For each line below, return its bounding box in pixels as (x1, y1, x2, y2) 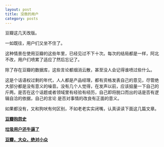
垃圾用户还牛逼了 (5, 127, 40, 132)
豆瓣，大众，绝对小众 (5, 137, 48, 143)
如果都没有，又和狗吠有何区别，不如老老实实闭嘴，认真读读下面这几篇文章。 (5, 106, 159, 112)
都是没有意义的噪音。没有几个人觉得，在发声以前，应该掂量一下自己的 (18, 83, 159, 89)
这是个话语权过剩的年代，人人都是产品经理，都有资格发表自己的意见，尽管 (5, 77, 155, 83)
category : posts (5, 16, 38, 21)
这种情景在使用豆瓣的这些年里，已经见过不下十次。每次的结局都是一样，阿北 (5, 50, 159, 56)
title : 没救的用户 (5, 12, 39, 16)
